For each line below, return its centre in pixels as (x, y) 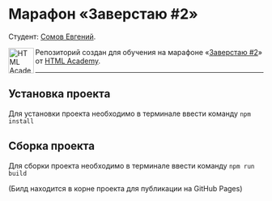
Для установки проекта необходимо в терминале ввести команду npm (130, 113)
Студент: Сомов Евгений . (52, 36)
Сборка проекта (52, 146)
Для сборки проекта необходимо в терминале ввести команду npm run (132, 165)
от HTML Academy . (68, 61)
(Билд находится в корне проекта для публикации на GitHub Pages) (125, 188)
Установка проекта (59, 94)
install (21, 121)
